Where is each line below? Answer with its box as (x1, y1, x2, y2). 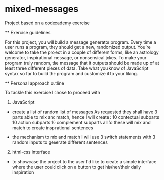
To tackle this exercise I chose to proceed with (5, 90, 100, 95)
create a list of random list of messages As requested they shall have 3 (12, 109, 158, 115)
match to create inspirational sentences (12, 125, 93, 131)
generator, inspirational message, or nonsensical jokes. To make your (5, 54, 147, 60)
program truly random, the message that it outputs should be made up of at (5, 60, 160, 66)
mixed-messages (5, 3, 79, 15)
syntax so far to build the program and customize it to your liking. (5, 70, 138, 76)
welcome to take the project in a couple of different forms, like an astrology (5, 49, 159, 55)
